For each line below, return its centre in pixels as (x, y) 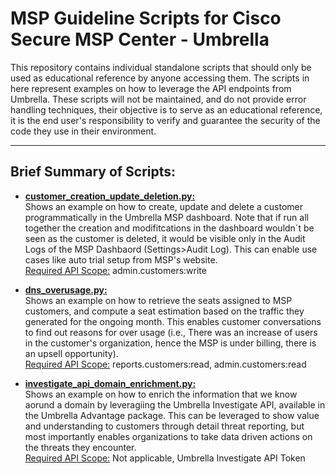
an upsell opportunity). (71, 353)
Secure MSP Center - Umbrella (140, 39)
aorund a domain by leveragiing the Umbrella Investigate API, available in (175, 404)
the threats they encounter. (80, 447)
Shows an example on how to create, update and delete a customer (163, 206)
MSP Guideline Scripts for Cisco (146, 18)
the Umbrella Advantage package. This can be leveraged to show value (172, 415)
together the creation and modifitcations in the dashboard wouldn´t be (169, 228)
